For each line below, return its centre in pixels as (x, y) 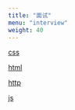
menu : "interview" (38, 23)
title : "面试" (30, 15)
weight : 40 (26, 30)
